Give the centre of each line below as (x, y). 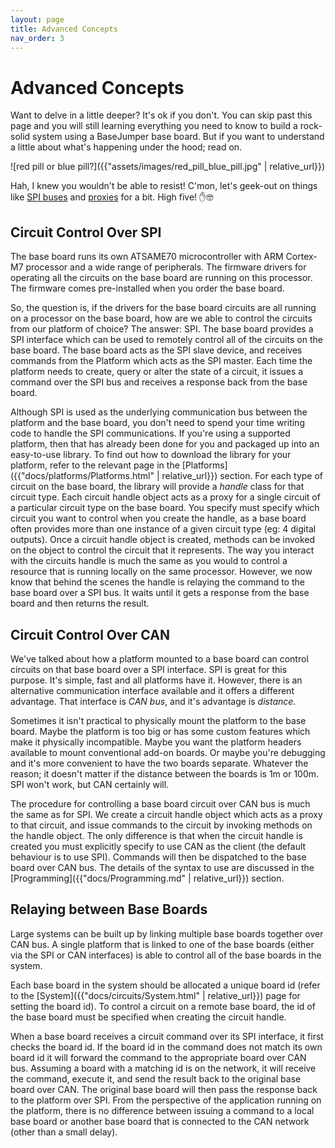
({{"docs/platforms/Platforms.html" (82, 476)
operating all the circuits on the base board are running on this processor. (161, 278)
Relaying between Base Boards (109, 909)
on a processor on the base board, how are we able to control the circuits (161, 318)
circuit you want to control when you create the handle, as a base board (158, 518)
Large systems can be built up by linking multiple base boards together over (167, 933)
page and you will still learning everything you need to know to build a (154, 126)
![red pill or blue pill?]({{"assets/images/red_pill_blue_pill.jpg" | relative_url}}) (168, 167)
